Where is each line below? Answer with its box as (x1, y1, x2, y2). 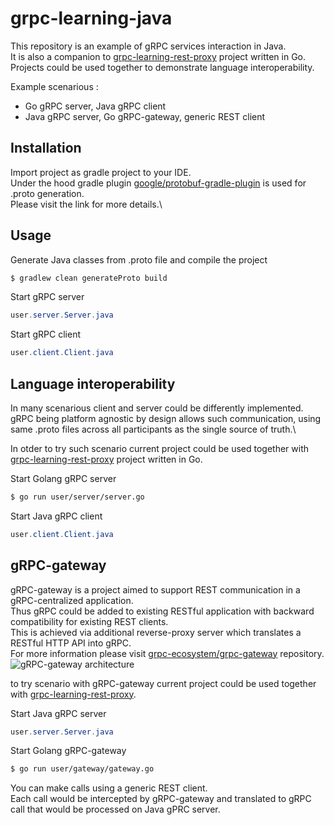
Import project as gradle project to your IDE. (10, 166, 192, 178)
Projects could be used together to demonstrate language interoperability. (10, 61, 315, 73)
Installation (10, 140, 82, 157)
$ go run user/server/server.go (10, 492, 145, 502)
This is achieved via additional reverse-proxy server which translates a (10, 626, 302, 638)
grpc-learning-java (10, 7, 173, 30)
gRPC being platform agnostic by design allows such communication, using (10, 413, 322, 424)
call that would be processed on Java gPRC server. (10, 803, 221, 816)
